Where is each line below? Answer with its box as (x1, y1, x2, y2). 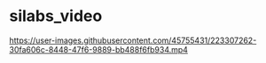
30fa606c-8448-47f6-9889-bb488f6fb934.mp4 (9, 44, 189, 54)
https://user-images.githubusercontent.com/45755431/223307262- (9, 35, 257, 45)
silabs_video (9, 6, 103, 26)
